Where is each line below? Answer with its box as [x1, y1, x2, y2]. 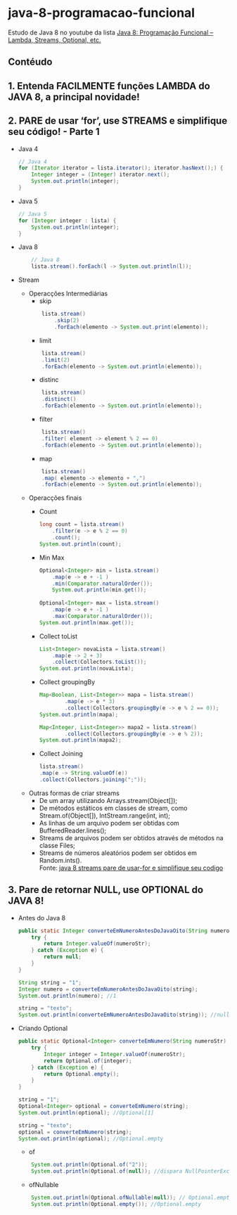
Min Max [39, 553, 65, 562]
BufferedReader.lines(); [39, 826, 107, 835]
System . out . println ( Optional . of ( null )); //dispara [31, 1168, 183, 1175]
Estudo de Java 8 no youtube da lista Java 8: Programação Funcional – [8, 28, 214, 37]
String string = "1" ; [18, 979, 82, 986]
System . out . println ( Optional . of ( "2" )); [31, 1162, 148, 1169]
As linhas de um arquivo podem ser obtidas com [39, 818, 180, 827]
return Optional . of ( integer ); [44, 1057, 132, 1065]
